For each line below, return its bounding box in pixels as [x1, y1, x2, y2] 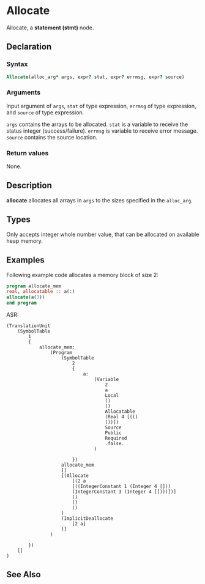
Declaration [6, 42, 52, 52]
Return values [6, 149, 49, 157]
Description [6, 180, 52, 191]
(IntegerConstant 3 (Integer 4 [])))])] [72, 489, 176, 495]
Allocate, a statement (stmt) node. [6, 24, 94, 31]
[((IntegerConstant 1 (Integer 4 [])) [72, 484, 171, 490]
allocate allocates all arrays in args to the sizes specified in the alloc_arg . [6, 196, 193, 204]
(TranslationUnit [6, 323, 51, 329]
